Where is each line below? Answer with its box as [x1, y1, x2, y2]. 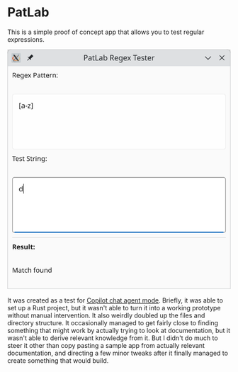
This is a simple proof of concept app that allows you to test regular [7, 28, 205, 36]
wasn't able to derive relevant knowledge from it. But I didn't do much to [7, 334, 218, 342]
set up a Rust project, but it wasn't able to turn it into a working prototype [7, 304, 221, 312]
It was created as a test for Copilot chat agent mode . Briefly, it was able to [7, 296, 223, 305]
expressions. [7, 35, 45, 43]
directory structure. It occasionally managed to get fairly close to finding [7, 319, 218, 327]
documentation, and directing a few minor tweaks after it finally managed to [7, 349, 229, 357]
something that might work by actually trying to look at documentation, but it [7, 327, 231, 334]
